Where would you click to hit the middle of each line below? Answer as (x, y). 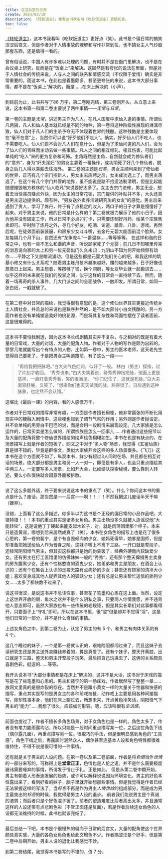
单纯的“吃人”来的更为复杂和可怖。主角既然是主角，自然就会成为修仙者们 (79, 156)
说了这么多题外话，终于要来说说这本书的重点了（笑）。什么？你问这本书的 (81, 490)
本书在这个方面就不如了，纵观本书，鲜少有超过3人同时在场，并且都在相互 (81, 456)
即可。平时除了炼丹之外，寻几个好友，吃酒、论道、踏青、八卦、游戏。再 (84, 225)
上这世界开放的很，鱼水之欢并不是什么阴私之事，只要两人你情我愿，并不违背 (84, 599)
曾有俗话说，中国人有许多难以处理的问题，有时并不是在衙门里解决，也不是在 (84, 62)
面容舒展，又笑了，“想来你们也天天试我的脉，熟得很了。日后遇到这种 (88, 385)
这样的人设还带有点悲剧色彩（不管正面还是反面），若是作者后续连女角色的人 (83, 807)
